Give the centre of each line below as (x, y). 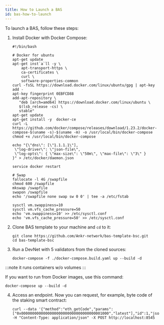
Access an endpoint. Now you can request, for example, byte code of (82, 295)
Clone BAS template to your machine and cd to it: (61, 227)
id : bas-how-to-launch (28, 14)
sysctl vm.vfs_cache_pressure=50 (46, 209)
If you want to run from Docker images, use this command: (64, 277)
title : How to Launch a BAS (34, 10)
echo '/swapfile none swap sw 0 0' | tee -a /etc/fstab (70, 196)
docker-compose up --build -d (36, 286)
